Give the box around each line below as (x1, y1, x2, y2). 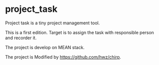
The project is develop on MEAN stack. (5, 44, 85, 50)
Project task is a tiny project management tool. (5, 20, 100, 26)
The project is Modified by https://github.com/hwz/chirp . (5, 54, 121, 60)
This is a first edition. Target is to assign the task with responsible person (5, 29, 155, 35)
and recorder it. (5, 35, 37, 41)
